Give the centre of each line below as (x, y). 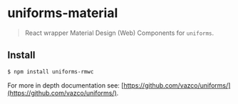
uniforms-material (63, 13)
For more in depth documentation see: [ (66, 85)
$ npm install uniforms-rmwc (51, 72)
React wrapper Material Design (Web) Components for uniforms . (119, 33)
